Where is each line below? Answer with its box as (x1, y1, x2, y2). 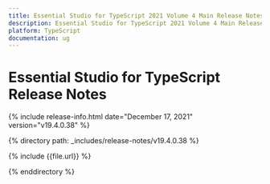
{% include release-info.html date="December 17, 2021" (8, 112, 194, 122)
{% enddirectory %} (8, 167, 75, 177)
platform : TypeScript (8, 26, 81, 34)
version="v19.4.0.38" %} (8, 121, 91, 130)
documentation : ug (8, 34, 70, 42)
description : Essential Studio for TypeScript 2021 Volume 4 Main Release (8, 19, 264, 27)
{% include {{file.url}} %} (8, 151, 92, 161)
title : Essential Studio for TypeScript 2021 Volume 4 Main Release (8, 11, 243, 20)
